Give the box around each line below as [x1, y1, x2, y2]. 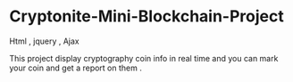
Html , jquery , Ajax [9, 36, 80, 46]
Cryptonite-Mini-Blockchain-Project [9, 6, 284, 27]
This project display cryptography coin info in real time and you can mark [9, 53, 279, 63]
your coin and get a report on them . [9, 62, 143, 73]
